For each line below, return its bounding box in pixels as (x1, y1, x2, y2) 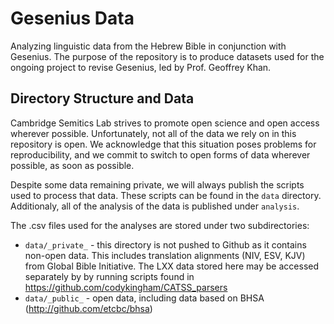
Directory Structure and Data (10, 90, 195, 107)
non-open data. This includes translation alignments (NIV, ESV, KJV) (24, 249, 306, 261)
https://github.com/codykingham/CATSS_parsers (24, 281, 228, 293)
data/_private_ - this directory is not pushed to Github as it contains (24, 238, 307, 251)
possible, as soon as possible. (10, 159, 135, 171)
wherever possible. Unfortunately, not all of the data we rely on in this (10, 127, 297, 139)
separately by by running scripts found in (24, 270, 195, 282)
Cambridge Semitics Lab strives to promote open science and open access (10, 117, 320, 129)
